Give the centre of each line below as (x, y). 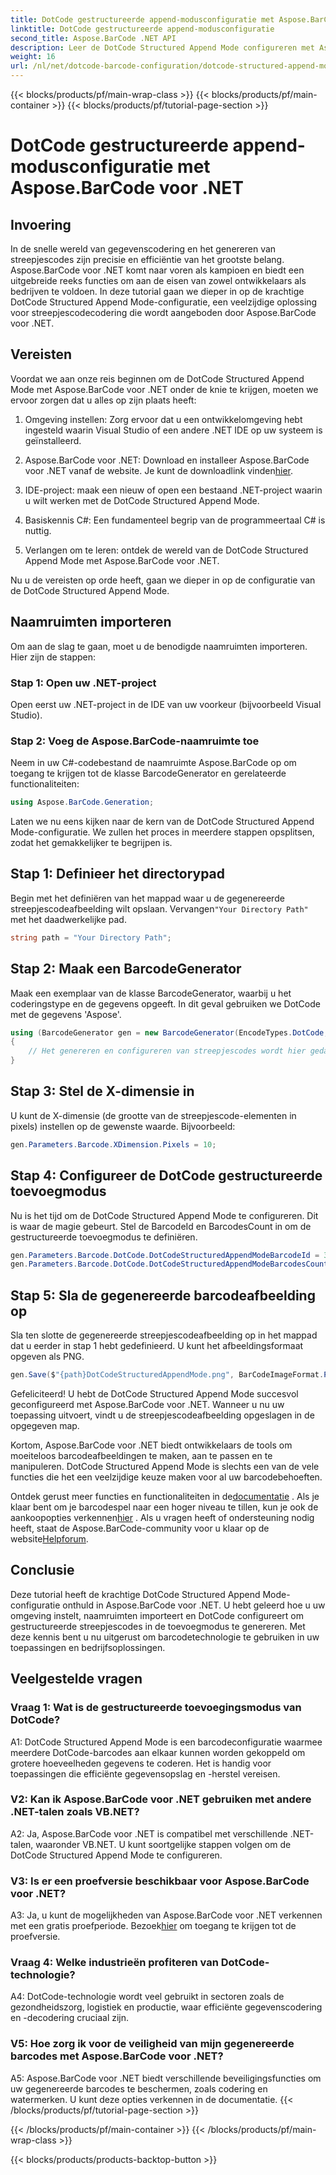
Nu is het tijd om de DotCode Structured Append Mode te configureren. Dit (164, 1215)
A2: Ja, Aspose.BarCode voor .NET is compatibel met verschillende (149, 1833)
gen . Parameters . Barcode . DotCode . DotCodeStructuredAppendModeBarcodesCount (169, 1264)
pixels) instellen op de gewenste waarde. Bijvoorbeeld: (123, 1126)
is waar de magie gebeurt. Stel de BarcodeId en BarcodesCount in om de (161, 1226)
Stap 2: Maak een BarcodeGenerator (126, 969)
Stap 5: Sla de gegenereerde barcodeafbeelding (163, 1295)
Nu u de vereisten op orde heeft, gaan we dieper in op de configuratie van (163, 580)
